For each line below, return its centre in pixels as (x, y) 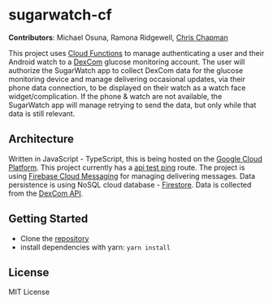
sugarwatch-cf (60, 15)
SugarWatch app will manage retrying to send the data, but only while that (132, 105)
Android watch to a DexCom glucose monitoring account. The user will (127, 62)
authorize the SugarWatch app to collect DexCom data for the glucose (126, 70)
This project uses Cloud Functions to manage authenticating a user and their (136, 53)
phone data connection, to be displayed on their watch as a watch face (127, 88)
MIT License (29, 292)
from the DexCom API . (46, 193)
